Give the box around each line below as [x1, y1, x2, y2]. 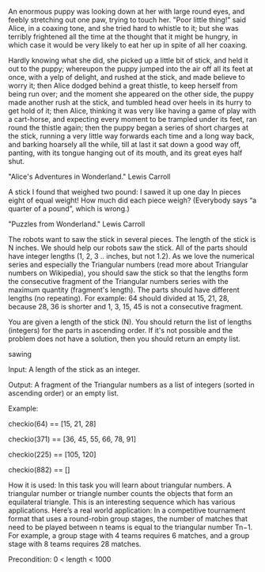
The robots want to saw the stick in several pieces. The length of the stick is [8, 235, 256, 244]
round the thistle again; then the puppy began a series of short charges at [8, 123, 249, 132]
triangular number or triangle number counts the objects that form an [8, 489, 233, 498]
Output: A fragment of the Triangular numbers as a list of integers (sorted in [8, 380, 255, 389]
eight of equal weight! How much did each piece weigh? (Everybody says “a [8, 195, 257, 205]
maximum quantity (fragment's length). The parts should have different [8, 285, 240, 294]
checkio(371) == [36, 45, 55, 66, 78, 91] [8, 434, 137, 444]
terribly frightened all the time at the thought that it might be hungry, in [8, 32, 238, 41]
